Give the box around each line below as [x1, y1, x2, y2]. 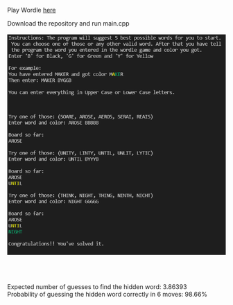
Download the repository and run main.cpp [7, 19, 130, 27]
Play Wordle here [7, 6, 57, 14]
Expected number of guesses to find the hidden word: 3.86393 [7, 282, 187, 290]
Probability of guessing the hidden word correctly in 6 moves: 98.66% [7, 290, 208, 298]
